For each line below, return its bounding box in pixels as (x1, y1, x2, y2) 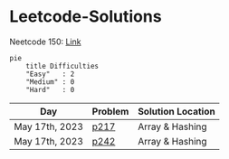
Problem (91, 105, 129, 117)
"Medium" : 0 (25, 77, 75, 87)
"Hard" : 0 (25, 85, 75, 94)
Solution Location (137, 105, 215, 117)
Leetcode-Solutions (9, 6, 162, 27)
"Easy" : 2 (25, 70, 75, 79)
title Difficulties (25, 61, 100, 70)
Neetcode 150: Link (9, 36, 81, 47)
